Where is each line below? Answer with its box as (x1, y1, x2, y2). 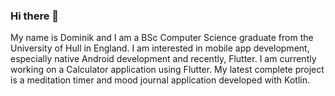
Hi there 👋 (10, 9, 60, 23)
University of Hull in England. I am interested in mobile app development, (10, 42, 310, 54)
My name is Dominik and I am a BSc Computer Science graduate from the (10, 32, 314, 44)
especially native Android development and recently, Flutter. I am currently (10, 53, 317, 65)
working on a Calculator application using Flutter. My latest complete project (10, 64, 325, 76)
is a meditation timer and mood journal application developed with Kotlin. (10, 74, 310, 86)
